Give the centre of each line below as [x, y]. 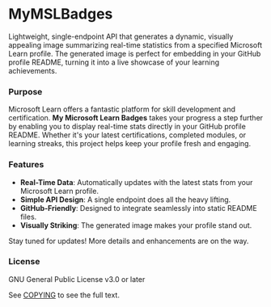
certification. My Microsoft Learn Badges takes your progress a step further [136, 118]
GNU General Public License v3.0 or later [77, 279]
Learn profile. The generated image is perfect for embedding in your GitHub [135, 53]
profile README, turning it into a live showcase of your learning [114, 62]
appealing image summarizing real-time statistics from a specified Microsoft [135, 44]
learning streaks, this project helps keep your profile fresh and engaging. [130, 144]
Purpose [25, 91]
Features [26, 165]
